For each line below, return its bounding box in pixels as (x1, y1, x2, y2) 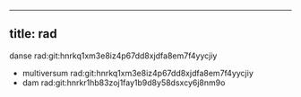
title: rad (9, 26, 58, 41)
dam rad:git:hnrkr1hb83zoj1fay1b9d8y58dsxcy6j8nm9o (21, 77, 226, 88)
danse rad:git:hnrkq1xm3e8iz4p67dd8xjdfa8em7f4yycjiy (9, 50, 218, 61)
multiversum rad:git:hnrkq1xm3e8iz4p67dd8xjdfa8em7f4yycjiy (21, 67, 254, 78)
